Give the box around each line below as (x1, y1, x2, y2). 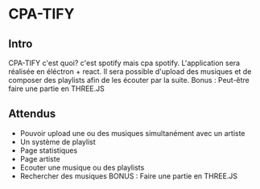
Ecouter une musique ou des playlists (19, 162, 145, 172)
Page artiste (19, 154, 60, 163)
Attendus (8, 107, 56, 121)
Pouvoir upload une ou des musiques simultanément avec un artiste (19, 128, 246, 138)
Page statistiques (19, 146, 78, 155)
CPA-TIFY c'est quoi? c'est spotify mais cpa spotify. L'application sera (8, 58, 240, 68)
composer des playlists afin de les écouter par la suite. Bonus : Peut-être (8, 76, 250, 84)
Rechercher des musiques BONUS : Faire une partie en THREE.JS (19, 171, 238, 181)
